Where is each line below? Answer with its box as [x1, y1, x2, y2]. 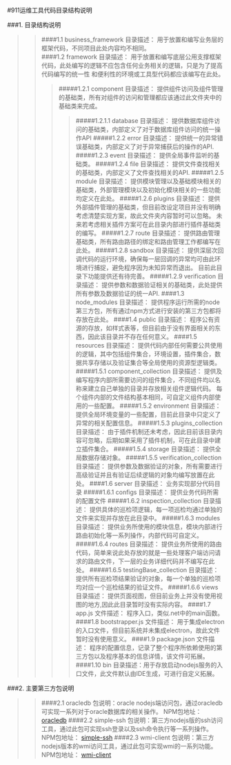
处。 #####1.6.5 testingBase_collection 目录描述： [75, 566, 219, 574]
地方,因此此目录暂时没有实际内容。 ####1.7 [88, 601, 212, 608]
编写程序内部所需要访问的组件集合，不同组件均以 [75, 376, 215, 384]
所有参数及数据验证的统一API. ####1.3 [75, 290, 185, 297]
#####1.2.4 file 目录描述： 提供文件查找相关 [95, 160, 221, 168]
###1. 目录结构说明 [7, 21, 61, 29]
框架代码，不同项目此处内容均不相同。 [41, 44, 150, 52]
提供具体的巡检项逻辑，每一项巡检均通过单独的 [89, 505, 223, 513]
